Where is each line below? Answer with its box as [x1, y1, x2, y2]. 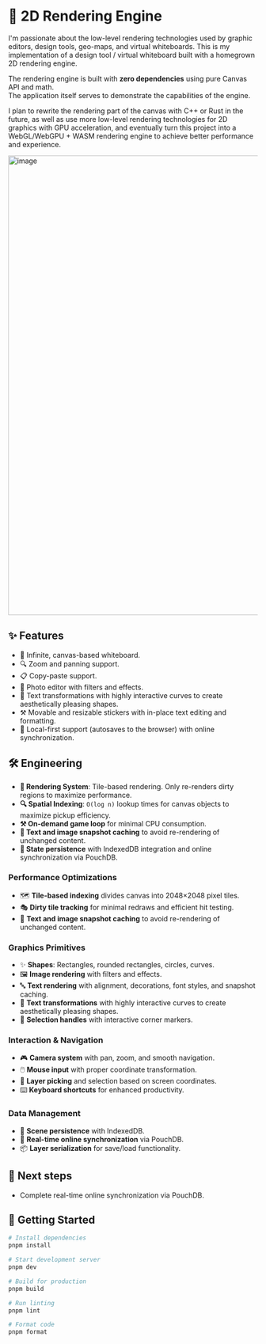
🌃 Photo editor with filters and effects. [19, 682, 144, 692]
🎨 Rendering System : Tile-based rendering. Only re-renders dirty [19, 781, 234, 791]
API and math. [8, 82, 54, 92]
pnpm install [8, 1242, 51, 1250]
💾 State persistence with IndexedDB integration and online [19, 844, 212, 853]
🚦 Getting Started [8, 1213, 96, 1226]
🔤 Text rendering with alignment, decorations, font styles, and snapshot [19, 981, 256, 990]
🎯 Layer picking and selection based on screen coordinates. [19, 1076, 217, 1086]
